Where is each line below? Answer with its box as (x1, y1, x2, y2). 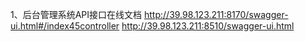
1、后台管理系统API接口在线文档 (10, 9, 143, 20)
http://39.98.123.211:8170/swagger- (144, 9, 289, 20)
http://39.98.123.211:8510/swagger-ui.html (121, 20, 295, 32)
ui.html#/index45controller (10, 20, 120, 32)
